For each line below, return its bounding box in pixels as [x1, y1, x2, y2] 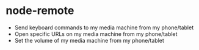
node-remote [5, 4, 74, 18]
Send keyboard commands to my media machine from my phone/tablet [14, 24, 194, 31]
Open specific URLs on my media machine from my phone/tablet [14, 30, 178, 37]
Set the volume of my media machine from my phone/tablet [14, 37, 164, 44]
